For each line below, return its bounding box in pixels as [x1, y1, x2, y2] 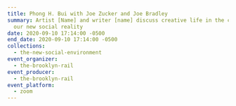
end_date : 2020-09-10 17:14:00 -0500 [7, 36, 118, 43]
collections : [7, 43, 46, 50]
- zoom [13, 88, 33, 95]
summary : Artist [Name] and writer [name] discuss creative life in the [7, 17, 225, 24]
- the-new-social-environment [13, 50, 102, 56]
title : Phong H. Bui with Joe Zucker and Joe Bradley [7, 10, 169, 17]
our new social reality [13, 23, 83, 30]
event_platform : [7, 82, 55, 89]
